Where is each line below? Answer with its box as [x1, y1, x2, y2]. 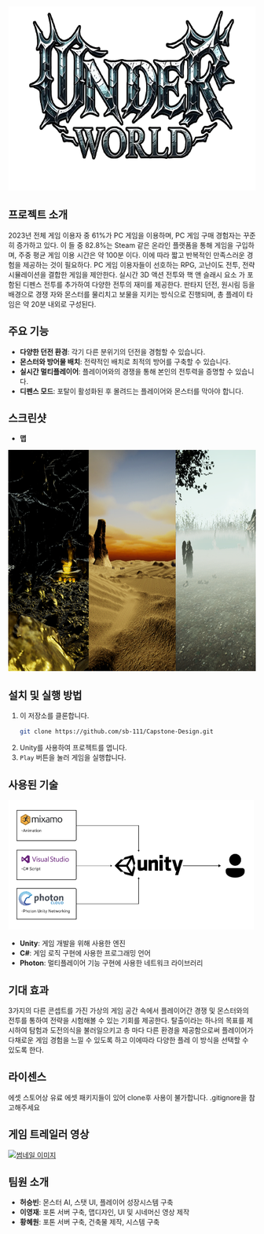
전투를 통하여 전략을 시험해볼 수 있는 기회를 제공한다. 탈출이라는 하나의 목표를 [8, 1015, 245, 1025]
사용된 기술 [8, 778, 59, 791]
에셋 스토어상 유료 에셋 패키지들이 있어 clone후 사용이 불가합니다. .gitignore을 [8, 1092, 247, 1102]
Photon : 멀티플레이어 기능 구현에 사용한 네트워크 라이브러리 [19, 958, 203, 968]
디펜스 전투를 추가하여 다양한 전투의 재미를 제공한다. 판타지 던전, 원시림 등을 [22, 279, 255, 289]
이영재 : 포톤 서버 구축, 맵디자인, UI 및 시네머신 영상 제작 [19, 1207, 190, 1217]
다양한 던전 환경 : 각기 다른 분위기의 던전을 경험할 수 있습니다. [19, 347, 206, 356]
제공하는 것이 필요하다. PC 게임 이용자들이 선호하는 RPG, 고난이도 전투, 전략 [22, 260, 255, 269]
